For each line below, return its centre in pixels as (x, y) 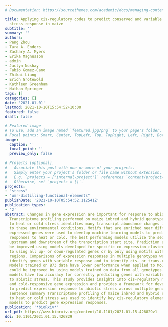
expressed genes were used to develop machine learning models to (80, 233)
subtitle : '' (19, 28)
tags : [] (14, 93)
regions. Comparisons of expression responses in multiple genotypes (83, 256)
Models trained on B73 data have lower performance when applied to (82, 266)
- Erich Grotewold (24, 80)
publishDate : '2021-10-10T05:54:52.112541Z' (52, 200)
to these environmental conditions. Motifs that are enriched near (81, 228)
